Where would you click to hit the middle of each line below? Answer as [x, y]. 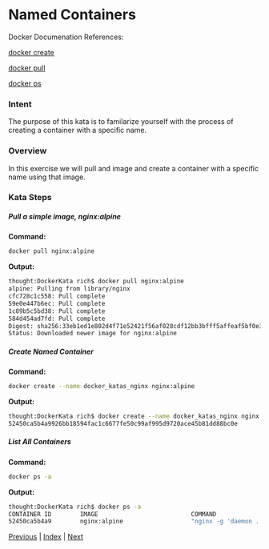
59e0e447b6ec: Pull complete [57, 303]
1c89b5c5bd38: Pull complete [57, 311]
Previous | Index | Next [46, 537]
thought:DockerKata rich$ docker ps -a [75, 507]
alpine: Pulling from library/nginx [69, 289]
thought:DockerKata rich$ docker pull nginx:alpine [96, 282]
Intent [20, 104]
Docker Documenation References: [66, 37]
